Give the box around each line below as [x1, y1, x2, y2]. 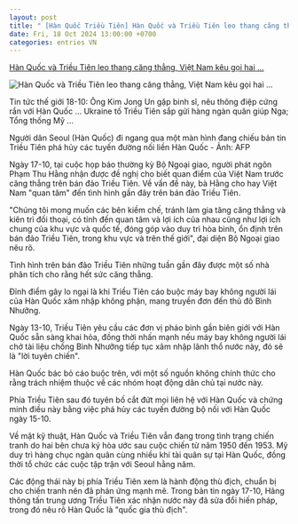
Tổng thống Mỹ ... [9, 115, 74, 126]
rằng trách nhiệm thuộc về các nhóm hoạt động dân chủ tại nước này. [9, 377, 264, 388]
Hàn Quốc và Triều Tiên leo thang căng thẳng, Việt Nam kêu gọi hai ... [9, 62, 264, 73]
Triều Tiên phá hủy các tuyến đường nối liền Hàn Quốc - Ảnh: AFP [9, 142, 251, 153]
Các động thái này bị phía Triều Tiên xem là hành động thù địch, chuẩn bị [9, 476, 277, 487]
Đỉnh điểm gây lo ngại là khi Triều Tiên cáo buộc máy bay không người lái [9, 286, 277, 298]
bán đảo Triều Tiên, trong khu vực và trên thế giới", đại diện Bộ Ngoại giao [9, 233, 280, 244]
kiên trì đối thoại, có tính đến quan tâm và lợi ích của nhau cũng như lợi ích [9, 214, 281, 225]
